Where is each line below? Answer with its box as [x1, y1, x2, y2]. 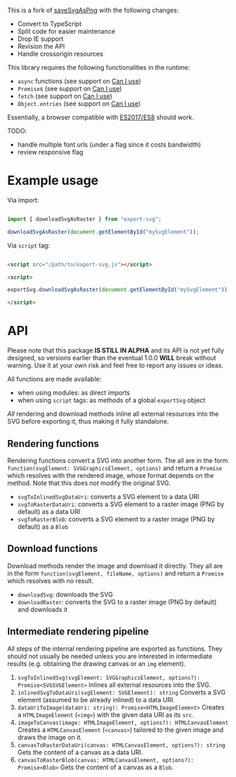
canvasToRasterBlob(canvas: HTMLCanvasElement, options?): [17, 757, 195, 764]
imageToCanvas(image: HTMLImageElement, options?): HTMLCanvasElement [17, 719, 229, 726]
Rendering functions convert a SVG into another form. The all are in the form [7, 456, 228, 465]
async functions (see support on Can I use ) [17, 77, 142, 85]
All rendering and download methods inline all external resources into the [7, 410, 219, 418]
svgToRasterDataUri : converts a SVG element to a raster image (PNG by [17, 500, 225, 508]
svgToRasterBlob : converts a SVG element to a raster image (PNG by [17, 515, 216, 523]
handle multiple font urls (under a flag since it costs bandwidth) [17, 140, 202, 149]
